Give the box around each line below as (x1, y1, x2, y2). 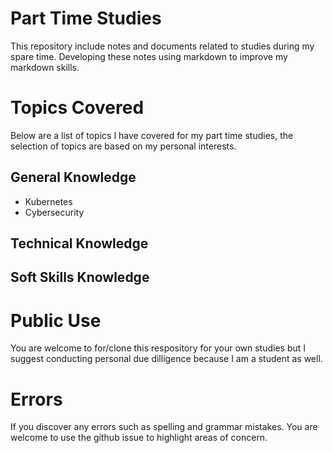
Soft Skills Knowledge (10, 269, 150, 286)
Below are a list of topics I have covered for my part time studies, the (10, 129, 294, 141)
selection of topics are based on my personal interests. (10, 140, 237, 152)
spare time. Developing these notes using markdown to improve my (10, 50, 288, 62)
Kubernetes (24, 195, 73, 207)
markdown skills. (10, 61, 80, 73)
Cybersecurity (24, 206, 85, 218)
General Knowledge (10, 169, 137, 186)
